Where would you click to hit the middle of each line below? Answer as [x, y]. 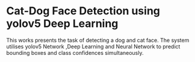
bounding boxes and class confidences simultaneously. [75, 52]
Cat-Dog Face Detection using [83, 11]
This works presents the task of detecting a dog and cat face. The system [98, 40]
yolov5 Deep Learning [62, 24]
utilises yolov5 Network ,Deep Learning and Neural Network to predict [93, 46]
